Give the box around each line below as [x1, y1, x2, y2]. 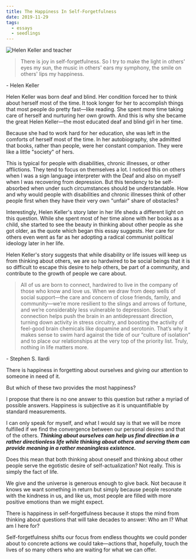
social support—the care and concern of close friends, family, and [20, 294, 181, 301]
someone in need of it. [6, 373, 60, 380]
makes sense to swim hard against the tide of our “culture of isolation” [20, 332, 191, 339]
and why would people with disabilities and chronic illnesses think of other [6, 191, 186, 198]
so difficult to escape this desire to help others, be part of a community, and [6, 264, 190, 271]
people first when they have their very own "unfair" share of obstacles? [6, 198, 179, 205]
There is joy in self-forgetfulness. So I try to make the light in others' [20, 58, 185, 65]
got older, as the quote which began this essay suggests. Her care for [6, 227, 175, 235]
